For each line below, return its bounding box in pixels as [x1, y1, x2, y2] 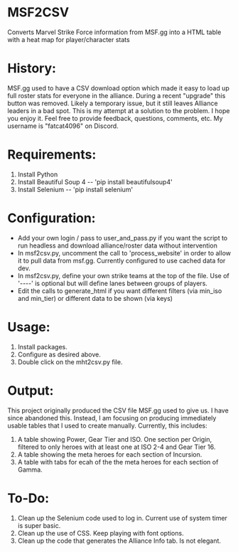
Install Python [17, 170, 58, 179]
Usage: [7, 319, 51, 335]
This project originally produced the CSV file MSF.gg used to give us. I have [7, 406, 229, 415]
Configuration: [7, 211, 96, 226]
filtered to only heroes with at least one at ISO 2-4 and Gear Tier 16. [17, 442, 216, 451]
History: [7, 60, 57, 77]
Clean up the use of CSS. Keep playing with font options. [17, 529, 184, 537]
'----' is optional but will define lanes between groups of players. [17, 279, 208, 287]
